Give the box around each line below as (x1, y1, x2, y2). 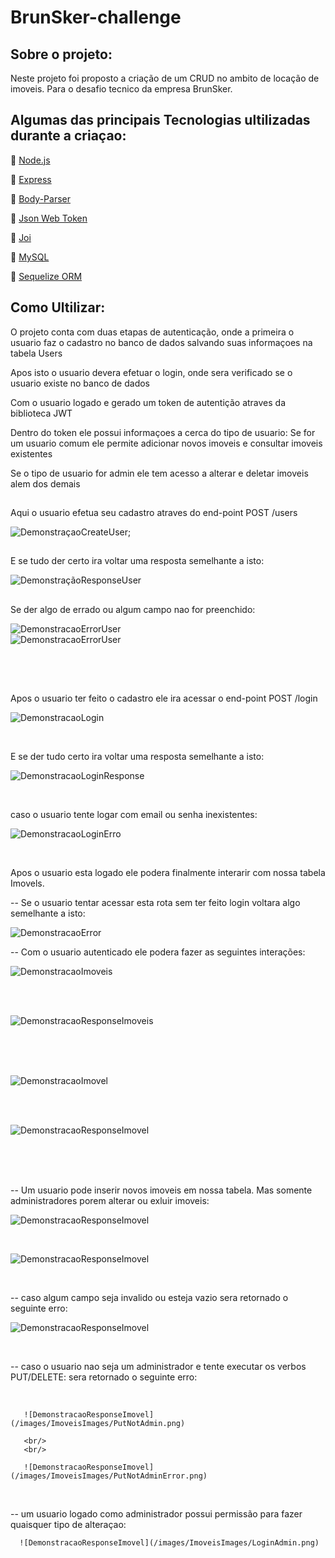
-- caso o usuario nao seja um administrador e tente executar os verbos (10, 1361, 307, 1373)
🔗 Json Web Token (10, 212, 88, 224)
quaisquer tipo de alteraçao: (10, 1519, 127, 1531)
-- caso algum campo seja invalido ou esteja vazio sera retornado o (10, 1292, 289, 1304)
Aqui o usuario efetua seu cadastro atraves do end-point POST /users (10, 507, 298, 519)
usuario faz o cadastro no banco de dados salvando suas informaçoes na (10, 336, 313, 348)
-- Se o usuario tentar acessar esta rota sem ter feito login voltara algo (10, 897, 301, 909)
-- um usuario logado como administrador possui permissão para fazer (10, 1508, 303, 1520)
